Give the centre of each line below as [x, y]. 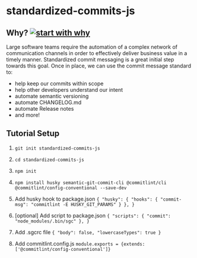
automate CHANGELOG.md [48, 102]
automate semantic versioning [52, 96]
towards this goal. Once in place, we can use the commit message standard [99, 66]
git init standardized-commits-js [57, 148]
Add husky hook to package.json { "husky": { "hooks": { [86, 199]
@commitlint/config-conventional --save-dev [71, 188]
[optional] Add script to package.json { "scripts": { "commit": [93, 215]
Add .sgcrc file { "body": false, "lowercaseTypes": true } [88, 232]
